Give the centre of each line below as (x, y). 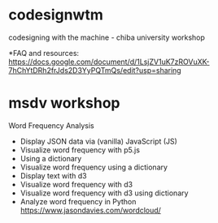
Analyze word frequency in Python (78, 201)
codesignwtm (56, 15)
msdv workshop (64, 103)
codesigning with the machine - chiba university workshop (107, 37)
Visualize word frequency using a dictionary (94, 167)
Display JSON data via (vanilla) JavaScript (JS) (98, 141)
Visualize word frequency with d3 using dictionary (104, 193)
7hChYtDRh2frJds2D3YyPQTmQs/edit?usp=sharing (95, 70)
